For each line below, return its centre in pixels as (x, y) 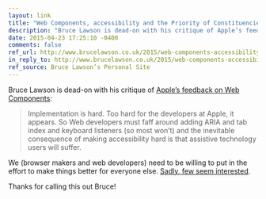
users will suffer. (54, 147)
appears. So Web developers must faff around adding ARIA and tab (137, 122)
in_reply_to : (30, 60)
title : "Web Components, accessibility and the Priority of (110, 23)
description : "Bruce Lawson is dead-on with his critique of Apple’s (125, 30)
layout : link (30, 15)
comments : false (35, 45)
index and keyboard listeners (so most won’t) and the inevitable (131, 130)
